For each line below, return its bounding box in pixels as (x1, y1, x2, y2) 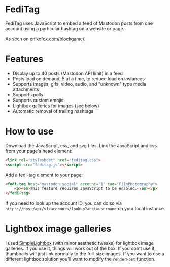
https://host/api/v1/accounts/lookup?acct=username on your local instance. (5, 206, 165, 212)
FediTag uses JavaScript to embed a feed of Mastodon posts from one (5, 20, 153, 26)
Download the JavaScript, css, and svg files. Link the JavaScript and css (5, 142, 157, 148)
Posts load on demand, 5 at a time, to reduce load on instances (12, 75, 145, 82)
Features (5, 53, 44, 65)
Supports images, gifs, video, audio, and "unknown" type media (12, 81, 147, 87)
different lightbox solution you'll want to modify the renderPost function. (5, 256, 156, 262)
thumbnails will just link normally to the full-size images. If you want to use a (5, 251, 165, 257)
